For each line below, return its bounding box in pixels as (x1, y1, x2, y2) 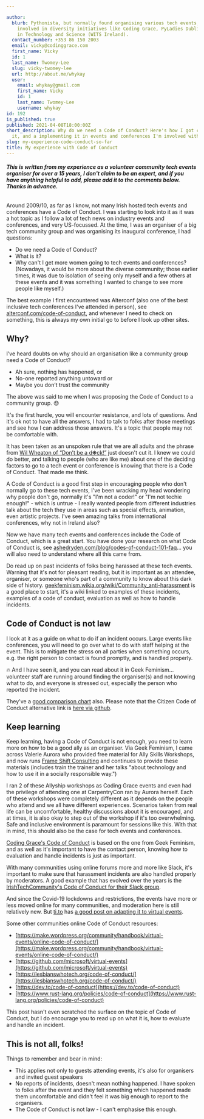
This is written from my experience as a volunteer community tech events (6, 163, 197, 171)
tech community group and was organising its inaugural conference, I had (6, 227, 191, 235)
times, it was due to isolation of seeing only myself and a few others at (15, 272, 192, 279)
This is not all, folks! (6, 1039, 84, 1049)
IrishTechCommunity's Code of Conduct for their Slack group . (6, 883, 161, 890)
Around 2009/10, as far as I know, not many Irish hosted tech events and (6, 202, 188, 209)
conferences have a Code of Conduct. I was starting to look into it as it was (6, 208, 194, 215)
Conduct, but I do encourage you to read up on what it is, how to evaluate (6, 1015, 191, 1022)
